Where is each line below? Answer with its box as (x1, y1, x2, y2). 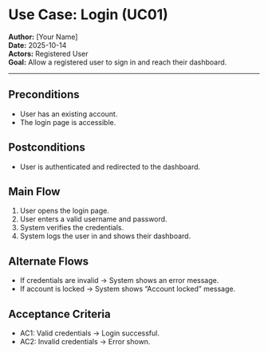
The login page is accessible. (19, 117, 116, 127)
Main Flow (8, 185, 61, 198)
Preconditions (8, 88, 80, 101)
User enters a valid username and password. (19, 214, 167, 224)
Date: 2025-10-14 (8, 40, 67, 49)
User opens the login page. (19, 206, 109, 216)
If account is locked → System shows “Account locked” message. (19, 284, 236, 294)
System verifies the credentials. (19, 223, 124, 233)
